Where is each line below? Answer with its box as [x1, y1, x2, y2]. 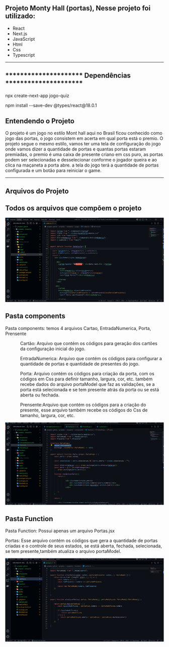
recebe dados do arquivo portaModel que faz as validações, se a [20, 381, 155, 387]
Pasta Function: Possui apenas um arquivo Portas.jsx [5, 528, 115, 534]
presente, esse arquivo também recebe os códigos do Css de [20, 407, 148, 413]
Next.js [12, 30, 28, 37]
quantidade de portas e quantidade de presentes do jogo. [20, 361, 140, 367]
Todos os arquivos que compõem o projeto [5, 204, 142, 213]
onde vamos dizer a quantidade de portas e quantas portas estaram [5, 146, 146, 152]
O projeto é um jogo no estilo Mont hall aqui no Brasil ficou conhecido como [5, 130, 162, 136]
